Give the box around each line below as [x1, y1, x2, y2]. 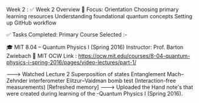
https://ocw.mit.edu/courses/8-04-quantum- [78, 52, 190, 59]
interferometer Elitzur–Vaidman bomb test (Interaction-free [29, 77, 176, 84]
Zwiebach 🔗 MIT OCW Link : [6, 52, 77, 59]
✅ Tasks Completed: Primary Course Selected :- [6, 31, 128, 38]
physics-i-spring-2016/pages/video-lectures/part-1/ [6, 59, 137, 66]
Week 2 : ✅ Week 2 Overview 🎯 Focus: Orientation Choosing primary [6, 6, 179, 13]
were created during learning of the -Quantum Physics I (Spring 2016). [6, 90, 183, 97]
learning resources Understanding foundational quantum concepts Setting [6, 13, 193, 20]
